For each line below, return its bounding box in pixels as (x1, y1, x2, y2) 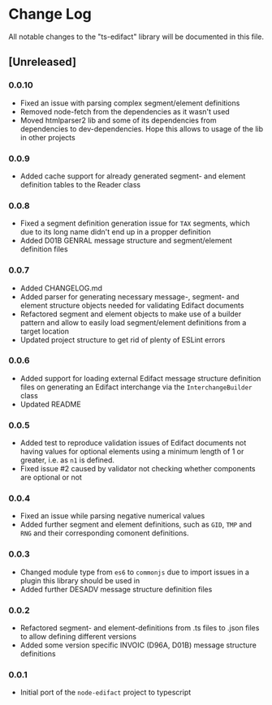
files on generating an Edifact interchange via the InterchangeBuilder (19, 382, 253, 392)
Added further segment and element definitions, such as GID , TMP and (19, 520, 253, 530)
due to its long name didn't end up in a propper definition (19, 227, 211, 237)
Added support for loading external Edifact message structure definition (19, 373, 261, 383)
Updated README (19, 399, 81, 409)
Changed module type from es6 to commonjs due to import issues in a (19, 567, 250, 577)
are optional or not (19, 472, 83, 483)
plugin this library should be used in (19, 575, 140, 585)
